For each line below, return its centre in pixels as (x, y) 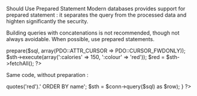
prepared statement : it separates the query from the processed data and (96, 15)
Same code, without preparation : (47, 75)
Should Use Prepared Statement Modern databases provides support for (96, 9)
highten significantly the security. (47, 21)
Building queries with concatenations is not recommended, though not (93, 33)
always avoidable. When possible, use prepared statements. (80, 39)
